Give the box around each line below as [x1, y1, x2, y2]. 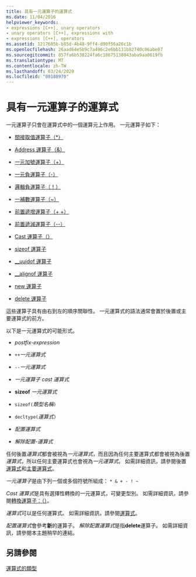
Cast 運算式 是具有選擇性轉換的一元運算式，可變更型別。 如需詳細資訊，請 [6, 490, 184, 497]
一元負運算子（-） [14, 171, 58, 178]
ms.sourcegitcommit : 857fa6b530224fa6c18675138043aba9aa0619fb [6, 52, 163, 58]
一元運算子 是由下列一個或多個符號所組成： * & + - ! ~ [6, 478, 139, 485]
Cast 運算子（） [14, 233, 53, 240]
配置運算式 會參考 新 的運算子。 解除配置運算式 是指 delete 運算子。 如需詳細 [6, 522, 183, 529]
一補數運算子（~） [14, 196, 60, 203]
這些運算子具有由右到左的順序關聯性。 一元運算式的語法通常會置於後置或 [6, 307, 181, 315]
